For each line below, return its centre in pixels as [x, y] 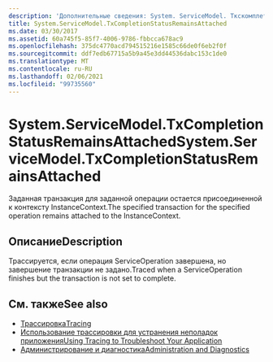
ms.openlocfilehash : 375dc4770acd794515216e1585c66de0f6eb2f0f [118, 46]
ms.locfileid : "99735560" [52, 84]
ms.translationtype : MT [49, 62]
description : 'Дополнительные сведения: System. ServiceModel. [118, 16]
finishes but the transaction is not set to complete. [92, 278]
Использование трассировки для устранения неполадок [119, 332]
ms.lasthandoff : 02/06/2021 [56, 76]
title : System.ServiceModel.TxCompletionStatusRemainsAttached [118, 24]
